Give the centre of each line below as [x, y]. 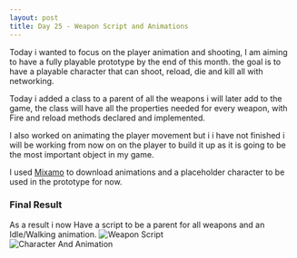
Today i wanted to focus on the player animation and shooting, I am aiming [148, 52]
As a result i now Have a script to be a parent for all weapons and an [137, 225]
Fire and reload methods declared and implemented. [108, 118]
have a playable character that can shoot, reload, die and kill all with [136, 71]
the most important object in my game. [82, 154]
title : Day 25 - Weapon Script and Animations [99, 26]
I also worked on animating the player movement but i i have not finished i [147, 135]
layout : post [34, 18]
